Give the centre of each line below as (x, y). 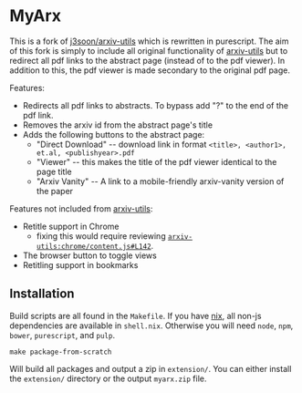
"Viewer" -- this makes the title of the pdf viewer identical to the (156, 161)
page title (54, 171)
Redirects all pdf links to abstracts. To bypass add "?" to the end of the (156, 105)
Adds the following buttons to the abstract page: (114, 134)
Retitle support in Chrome (71, 226)
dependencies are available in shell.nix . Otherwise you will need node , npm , (151, 326)
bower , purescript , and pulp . (62, 335)
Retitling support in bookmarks (80, 264)
